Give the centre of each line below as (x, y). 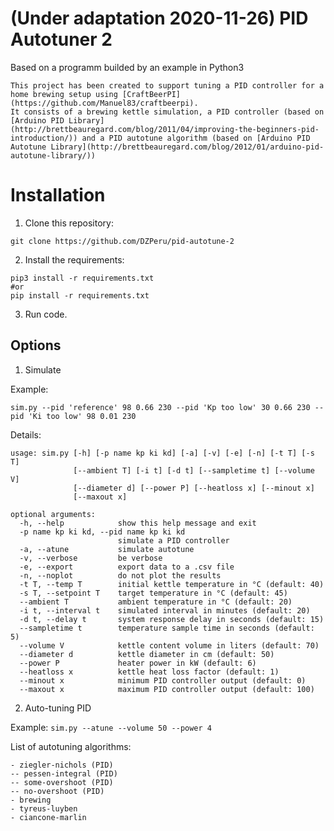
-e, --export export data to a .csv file (127, 567)
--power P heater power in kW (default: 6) (138, 663)
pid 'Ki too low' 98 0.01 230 (73, 416)
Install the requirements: (74, 259)
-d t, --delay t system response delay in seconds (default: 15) (172, 619)
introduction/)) (44, 138)
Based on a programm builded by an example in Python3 (127, 67)
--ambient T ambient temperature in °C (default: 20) (156, 602)
